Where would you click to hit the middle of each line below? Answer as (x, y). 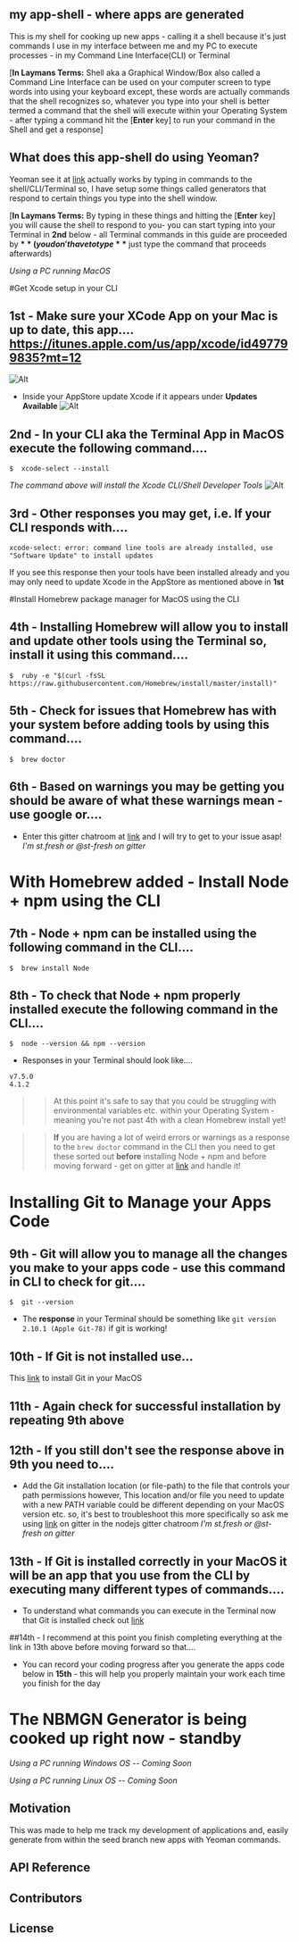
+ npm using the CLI (85, 900)
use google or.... (56, 815)
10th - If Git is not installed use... (101, 1356)
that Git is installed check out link (83, 1620)
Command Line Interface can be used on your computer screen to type (140, 82)
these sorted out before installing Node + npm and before (160, 1157)
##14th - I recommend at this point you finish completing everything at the (146, 1637)
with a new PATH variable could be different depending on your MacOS (153, 1505)
